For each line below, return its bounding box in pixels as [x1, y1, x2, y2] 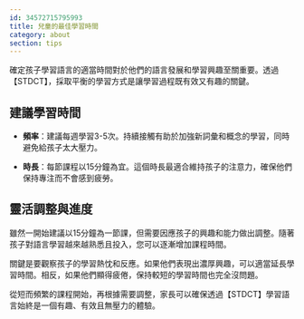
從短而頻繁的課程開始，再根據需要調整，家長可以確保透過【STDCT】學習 [9, 288, 282, 299]
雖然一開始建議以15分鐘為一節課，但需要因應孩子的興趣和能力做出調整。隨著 [9, 227, 295, 238]
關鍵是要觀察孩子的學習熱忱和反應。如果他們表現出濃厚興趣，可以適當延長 [9, 257, 287, 268]
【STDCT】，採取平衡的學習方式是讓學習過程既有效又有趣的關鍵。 [9, 76, 255, 87]
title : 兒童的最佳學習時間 [9, 22, 100, 31]
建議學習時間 [9, 105, 81, 121]
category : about [9, 30, 71, 39]
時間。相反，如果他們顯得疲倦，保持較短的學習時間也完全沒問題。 [16, 269, 263, 280]
